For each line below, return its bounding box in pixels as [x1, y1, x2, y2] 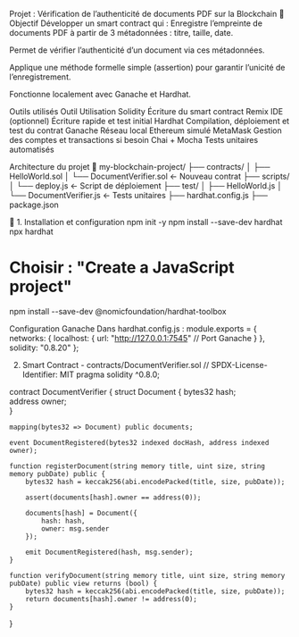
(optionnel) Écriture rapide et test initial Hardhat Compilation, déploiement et [9, 116, 290, 126]
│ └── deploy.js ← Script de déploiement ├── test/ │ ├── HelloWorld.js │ [9, 180, 283, 191]
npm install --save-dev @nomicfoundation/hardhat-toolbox [9, 306, 227, 316]
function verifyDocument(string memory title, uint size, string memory [9, 571, 286, 580]
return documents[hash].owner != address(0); [25, 594, 198, 603]
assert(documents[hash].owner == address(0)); [25, 492, 202, 502]
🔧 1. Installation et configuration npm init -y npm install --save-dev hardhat [9, 217, 283, 227]
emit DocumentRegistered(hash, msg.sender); [25, 548, 194, 557]
